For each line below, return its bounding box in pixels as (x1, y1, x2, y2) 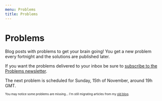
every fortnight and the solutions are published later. (5, 54, 110, 60)
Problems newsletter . (5, 68, 48, 74)
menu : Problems (5, 7, 36, 12)
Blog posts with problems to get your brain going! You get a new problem (5, 49, 152, 54)
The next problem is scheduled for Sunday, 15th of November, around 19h (5, 78, 153, 84)
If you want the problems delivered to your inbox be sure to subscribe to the (5, 63, 158, 69)
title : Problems (5, 12, 38, 17)
